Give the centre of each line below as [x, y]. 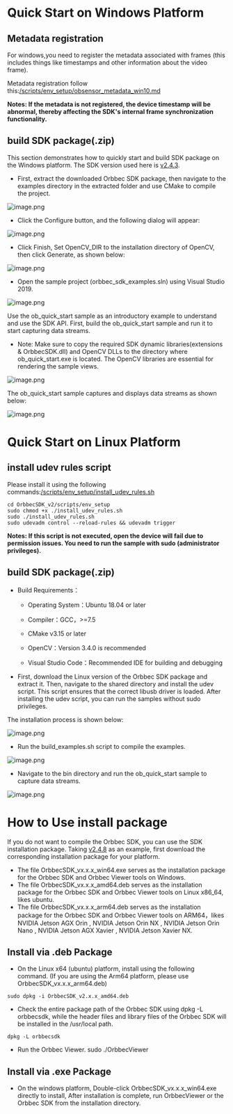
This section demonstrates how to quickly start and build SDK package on [113, 157]
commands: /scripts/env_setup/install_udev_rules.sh [81, 492]
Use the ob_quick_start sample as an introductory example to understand [112, 316]
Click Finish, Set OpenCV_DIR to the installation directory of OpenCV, [116, 247]
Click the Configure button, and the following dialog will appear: [109, 220]
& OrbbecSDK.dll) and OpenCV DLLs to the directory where [102, 351]
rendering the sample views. [58, 366]
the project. [34, 193]
